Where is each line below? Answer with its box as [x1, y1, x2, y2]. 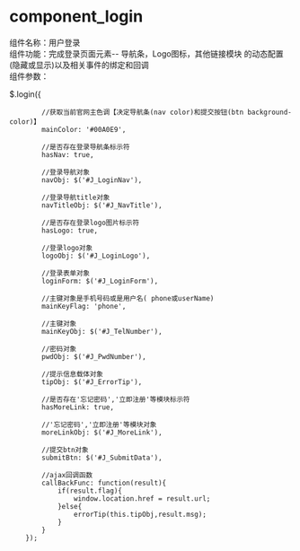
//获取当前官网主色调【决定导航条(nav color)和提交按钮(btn [41, 108, 244, 117]
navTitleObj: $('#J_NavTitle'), [41, 200, 163, 210]
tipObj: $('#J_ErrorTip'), [41, 377, 143, 387]
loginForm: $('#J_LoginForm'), [41, 276, 159, 285]
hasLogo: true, [41, 226, 99, 235]
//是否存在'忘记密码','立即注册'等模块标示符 [41, 395, 190, 404]
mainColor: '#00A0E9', [41, 125, 127, 134]
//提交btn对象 [41, 445, 89, 454]
